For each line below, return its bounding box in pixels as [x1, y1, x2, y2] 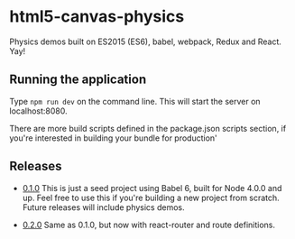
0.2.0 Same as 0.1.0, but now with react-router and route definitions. [22, 219, 276, 230]
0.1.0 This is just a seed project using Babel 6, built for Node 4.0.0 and [22, 182, 282, 193]
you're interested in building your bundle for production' [9, 133, 218, 143]
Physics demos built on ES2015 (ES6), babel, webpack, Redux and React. [9, 36, 282, 47]
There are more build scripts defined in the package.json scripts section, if [9, 123, 287, 133]
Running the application [9, 72, 147, 87]
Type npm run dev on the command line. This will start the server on [9, 96, 261, 106]
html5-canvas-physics [9, 6, 185, 27]
